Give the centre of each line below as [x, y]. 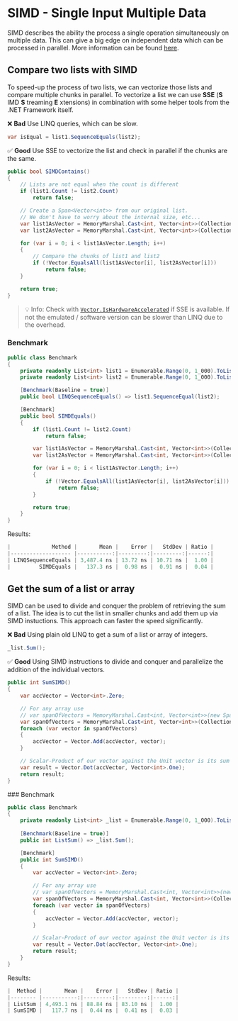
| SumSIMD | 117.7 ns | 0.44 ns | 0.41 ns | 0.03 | [93, 1011]
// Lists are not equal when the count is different [100, 185]
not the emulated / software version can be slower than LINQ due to [124, 317]
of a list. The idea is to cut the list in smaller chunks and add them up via [113, 613]
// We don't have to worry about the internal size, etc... [110, 217]
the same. [22, 158]
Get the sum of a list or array [71, 589]
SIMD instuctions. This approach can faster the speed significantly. [105, 621]
